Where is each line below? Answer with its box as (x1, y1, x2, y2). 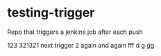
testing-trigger (7, 5, 95, 21)
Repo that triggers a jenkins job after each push (7, 28, 144, 36)
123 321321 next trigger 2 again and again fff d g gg (7, 41, 155, 49)
